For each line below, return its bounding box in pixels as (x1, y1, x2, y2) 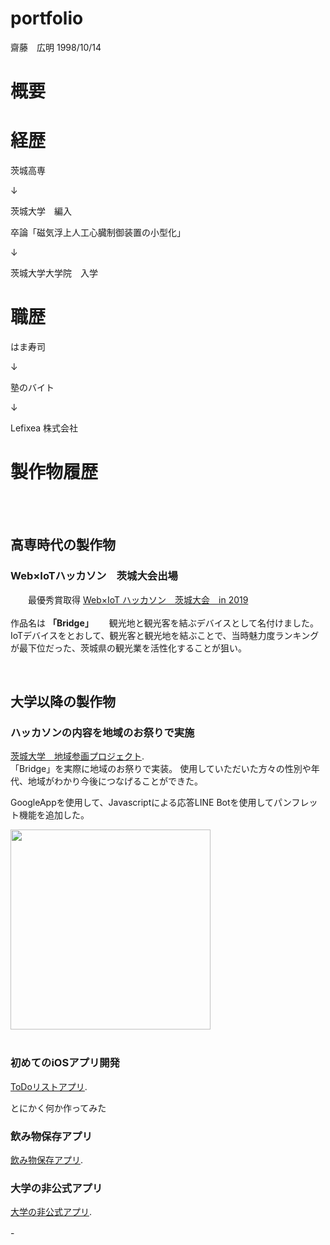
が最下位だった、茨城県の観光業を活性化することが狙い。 (10, 642, 243, 654)
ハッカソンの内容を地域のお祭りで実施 (10, 725, 195, 739)
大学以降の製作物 (10, 693, 116, 711)
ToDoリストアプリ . (10, 1080, 88, 1092)
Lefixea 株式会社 (10, 422, 79, 434)
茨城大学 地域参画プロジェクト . (10, 750, 145, 762)
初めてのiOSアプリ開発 (10, 1056, 120, 1070)
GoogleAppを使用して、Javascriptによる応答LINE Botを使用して (10, 797, 275, 809)
